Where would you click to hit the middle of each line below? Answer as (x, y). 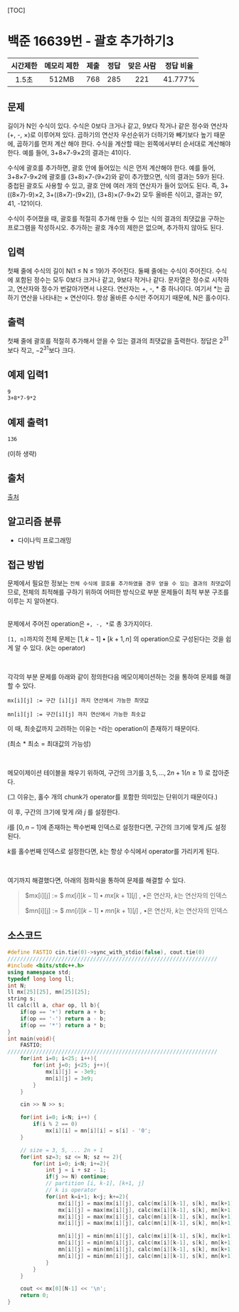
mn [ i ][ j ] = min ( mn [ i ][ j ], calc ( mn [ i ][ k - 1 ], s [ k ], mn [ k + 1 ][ (147, 1256)
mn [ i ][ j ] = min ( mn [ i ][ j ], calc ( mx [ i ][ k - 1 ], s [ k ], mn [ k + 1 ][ (147, 1243)
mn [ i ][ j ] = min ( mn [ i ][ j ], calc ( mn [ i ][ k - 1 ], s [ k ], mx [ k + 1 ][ (147, 1250)
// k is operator (71, 1190)
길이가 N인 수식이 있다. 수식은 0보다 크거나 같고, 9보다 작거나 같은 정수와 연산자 (118, 126)
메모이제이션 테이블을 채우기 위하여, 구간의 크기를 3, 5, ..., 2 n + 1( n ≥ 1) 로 (109, 773)
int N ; (17, 985)
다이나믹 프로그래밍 (44, 540)
